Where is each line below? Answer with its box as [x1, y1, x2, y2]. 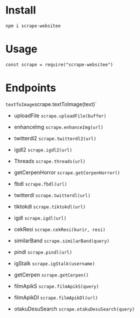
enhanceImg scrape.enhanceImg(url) [13, 123, 104, 130]
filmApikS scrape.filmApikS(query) [13, 282, 99, 289]
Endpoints [5, 82, 56, 94]
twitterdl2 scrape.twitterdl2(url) [13, 134, 97, 141]
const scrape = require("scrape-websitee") [5, 62, 114, 67]
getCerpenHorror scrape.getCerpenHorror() [13, 168, 121, 176]
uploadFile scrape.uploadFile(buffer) [13, 112, 107, 119]
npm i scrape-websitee [5, 23, 61, 29]
